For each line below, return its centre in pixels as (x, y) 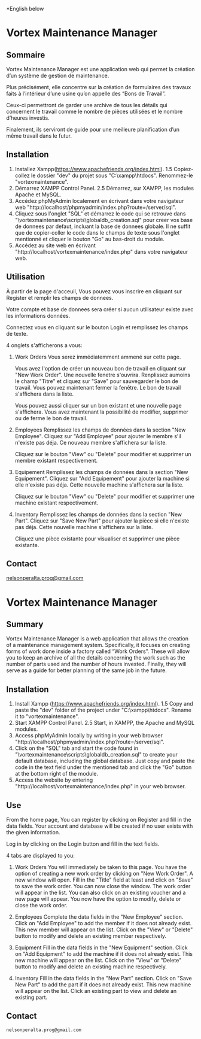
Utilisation (26, 277)
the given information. (33, 833)
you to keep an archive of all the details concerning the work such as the (96, 658)
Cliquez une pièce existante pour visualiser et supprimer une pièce (97, 539)
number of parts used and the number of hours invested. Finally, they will (96, 664)
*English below (25, 9)
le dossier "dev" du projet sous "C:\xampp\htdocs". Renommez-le (112, 175)
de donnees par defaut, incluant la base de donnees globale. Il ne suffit (103, 226)
